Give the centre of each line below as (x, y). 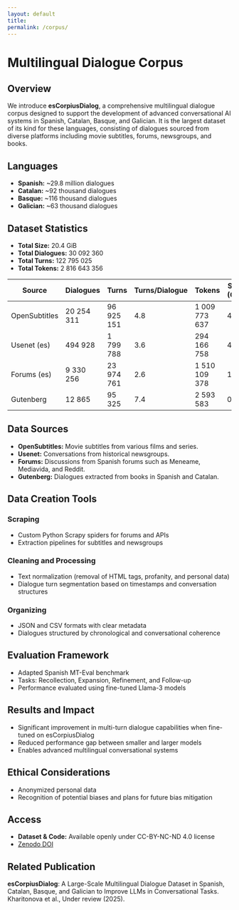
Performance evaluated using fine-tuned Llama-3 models (102, 688)
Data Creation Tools (52, 499)
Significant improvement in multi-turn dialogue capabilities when (112, 727)
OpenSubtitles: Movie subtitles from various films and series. (108, 446)
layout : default (31, 14)
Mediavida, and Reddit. (51, 469)
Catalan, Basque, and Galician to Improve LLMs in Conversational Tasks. (113, 891)
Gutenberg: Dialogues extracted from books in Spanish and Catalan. (118, 476)
